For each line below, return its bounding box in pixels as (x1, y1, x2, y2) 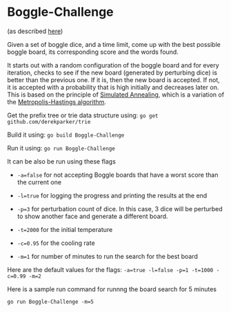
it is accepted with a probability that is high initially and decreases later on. (7, 83, 219, 91)
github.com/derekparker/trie (7, 118, 91, 125)
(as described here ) (7, 27, 63, 35)
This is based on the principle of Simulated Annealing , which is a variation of (7, 90, 225, 99)
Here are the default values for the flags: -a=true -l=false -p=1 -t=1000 (7, 265, 214, 273)
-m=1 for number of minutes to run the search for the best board (17, 252, 198, 260)
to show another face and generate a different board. (17, 212, 168, 220)
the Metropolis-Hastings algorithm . (7, 97, 107, 106)
